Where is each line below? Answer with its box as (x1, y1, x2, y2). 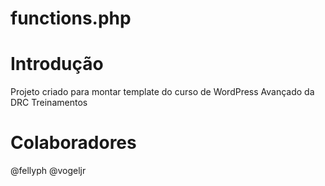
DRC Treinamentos (10, 97, 88, 109)
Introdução (10, 53, 104, 76)
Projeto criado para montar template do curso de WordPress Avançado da (10, 86, 315, 98)
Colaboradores (10, 132, 137, 154)
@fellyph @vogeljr (10, 165, 87, 177)
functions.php (10, 7, 132, 30)
